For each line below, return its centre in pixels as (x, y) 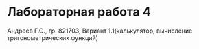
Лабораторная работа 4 (79, 12)
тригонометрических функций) (52, 37)
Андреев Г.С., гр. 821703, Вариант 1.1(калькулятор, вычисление (100, 31)
